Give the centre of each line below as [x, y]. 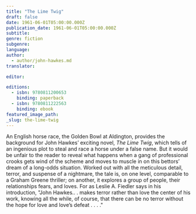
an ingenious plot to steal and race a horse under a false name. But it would [97, 149]
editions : [18, 87]
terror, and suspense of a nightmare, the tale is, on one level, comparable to [97, 174]
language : [18, 50]
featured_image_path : [32, 114]
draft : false [22, 17]
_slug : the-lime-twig [32, 120]
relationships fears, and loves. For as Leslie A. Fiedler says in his [84, 186]
